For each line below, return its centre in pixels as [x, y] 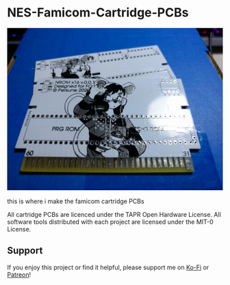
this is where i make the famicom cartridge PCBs [76, 201]
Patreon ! [19, 274]
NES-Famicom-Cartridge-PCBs [98, 13]
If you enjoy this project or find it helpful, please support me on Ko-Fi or [108, 267]
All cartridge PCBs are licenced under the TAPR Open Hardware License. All [114, 214]
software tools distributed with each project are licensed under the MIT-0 [110, 222]
